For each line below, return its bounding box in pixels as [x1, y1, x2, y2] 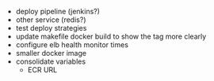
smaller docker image [15, 49, 87, 57]
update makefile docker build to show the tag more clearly [15, 31, 207, 41]
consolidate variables [15, 57, 86, 66]
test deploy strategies [15, 24, 87, 32]
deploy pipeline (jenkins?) [15, 7, 101, 16]
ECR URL [27, 65, 58, 74]
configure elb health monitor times [15, 40, 129, 50]
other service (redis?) [15, 15, 86, 24]
